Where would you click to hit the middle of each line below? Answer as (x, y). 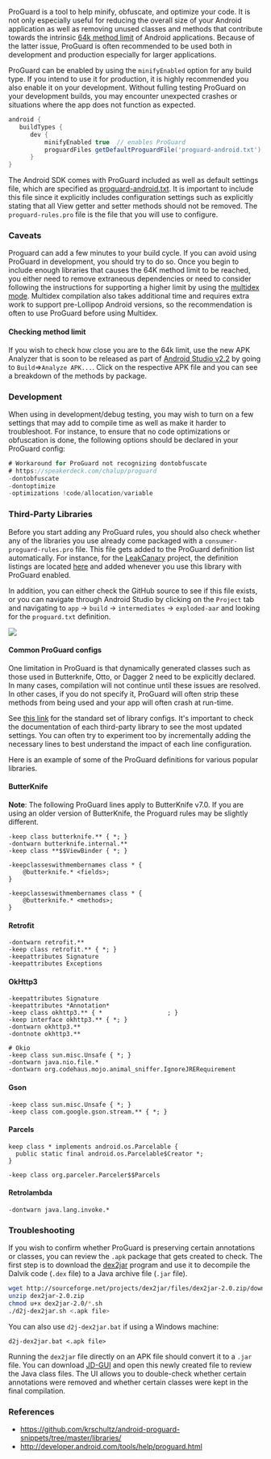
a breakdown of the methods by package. (78, 375)
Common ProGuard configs (55, 650)
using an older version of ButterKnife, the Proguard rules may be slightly (128, 813)
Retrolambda (30, 1193)
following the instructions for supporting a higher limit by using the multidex (134, 287)
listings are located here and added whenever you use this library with (125, 566)
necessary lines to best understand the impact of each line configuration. (130, 744)
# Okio (19, 1048)
